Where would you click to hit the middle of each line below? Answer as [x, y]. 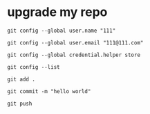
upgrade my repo [57, 12]
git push [20, 104]
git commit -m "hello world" [49, 91]
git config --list [34, 67]
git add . [21, 79]
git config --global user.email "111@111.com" [75, 42]
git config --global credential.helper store [74, 55]
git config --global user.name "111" [62, 31]
